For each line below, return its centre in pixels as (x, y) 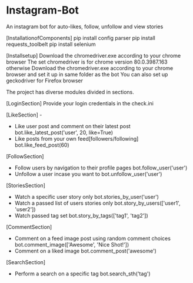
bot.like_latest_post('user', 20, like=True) (64, 132)
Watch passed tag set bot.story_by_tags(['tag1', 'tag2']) (81, 215)
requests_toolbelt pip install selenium (51, 44)
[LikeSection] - (24, 115)
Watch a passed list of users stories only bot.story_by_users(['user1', (97, 203)
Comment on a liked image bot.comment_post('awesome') (86, 251)
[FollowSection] (25, 156)
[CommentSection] (29, 227)
